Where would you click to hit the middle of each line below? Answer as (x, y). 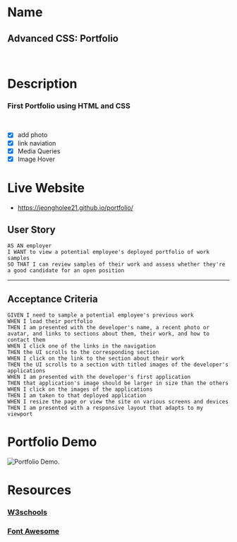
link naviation (37, 143)
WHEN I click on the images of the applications (80, 389)
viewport (20, 414)
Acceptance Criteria (53, 299)
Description (42, 84)
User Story (31, 230)
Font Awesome (34, 531)
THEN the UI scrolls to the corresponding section (83, 353)
